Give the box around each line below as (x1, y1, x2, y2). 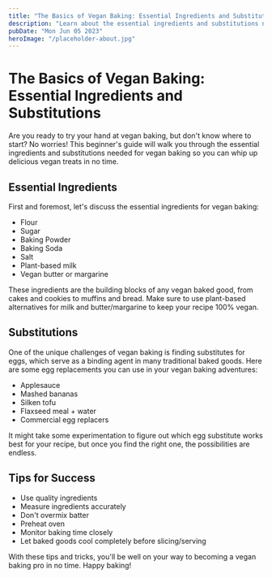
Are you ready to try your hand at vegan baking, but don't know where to (8, 131, 252, 140)
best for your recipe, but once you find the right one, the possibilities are (8, 439, 250, 449)
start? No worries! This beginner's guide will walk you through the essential (8, 140, 260, 149)
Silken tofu (19, 397, 57, 407)
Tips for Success (8, 472, 96, 485)
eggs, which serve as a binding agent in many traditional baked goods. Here (8, 356, 262, 365)
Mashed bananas (19, 389, 79, 399)
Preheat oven (19, 519, 66, 528)
